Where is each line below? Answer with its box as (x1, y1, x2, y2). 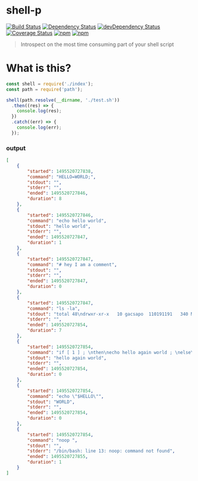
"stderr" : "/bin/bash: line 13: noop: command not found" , (27, 448, 176, 454)
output (6, 144, 26, 152)
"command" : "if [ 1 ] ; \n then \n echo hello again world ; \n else (27, 349, 192, 355)
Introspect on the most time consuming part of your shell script (20, 41, 174, 48)
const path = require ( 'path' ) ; (6, 86, 83, 92)
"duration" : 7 (27, 328, 62, 333)
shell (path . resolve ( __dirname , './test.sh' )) (6, 97, 120, 103)
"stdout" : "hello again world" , (27, 355, 107, 361)
